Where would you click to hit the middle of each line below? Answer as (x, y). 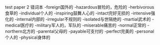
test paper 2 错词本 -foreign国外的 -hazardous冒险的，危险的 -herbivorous (80, 7)
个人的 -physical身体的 (28, 37)
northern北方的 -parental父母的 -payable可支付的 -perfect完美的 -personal (80, 31)
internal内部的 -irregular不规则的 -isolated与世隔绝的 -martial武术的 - (85, 19)
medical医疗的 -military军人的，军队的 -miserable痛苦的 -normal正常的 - (77, 25)
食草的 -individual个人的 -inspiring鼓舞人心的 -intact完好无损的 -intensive (78, 13)
